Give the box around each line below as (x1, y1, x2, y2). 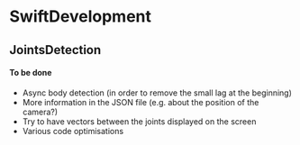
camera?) (22, 106, 59, 117)
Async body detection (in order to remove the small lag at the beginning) (22, 87, 293, 98)
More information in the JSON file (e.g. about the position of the (22, 96, 259, 107)
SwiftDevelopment (9, 6, 151, 27)
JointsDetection (9, 42, 102, 58)
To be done (9, 68, 52, 78)
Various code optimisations (22, 125, 124, 136)
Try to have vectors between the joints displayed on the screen (22, 115, 257, 127)
